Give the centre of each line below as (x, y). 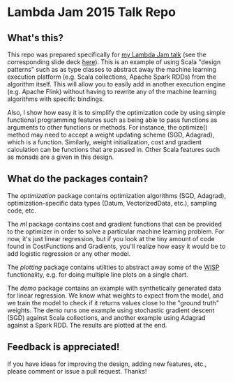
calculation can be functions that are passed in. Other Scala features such (114, 150)
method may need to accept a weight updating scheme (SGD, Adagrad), (111, 135)
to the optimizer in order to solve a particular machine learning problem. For (116, 231)
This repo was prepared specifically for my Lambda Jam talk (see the (107, 54)
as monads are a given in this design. (61, 157)
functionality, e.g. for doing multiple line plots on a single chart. (98, 274)
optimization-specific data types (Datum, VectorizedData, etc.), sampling (112, 203)
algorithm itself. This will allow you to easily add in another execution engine (116, 84)
